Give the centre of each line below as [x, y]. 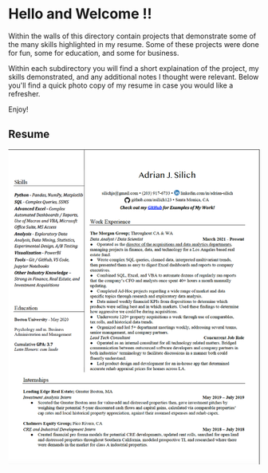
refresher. [24, 93]
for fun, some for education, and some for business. [94, 53]
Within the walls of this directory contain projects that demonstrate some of [132, 36]
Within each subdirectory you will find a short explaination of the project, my [134, 68]
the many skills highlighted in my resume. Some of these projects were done [134, 44]
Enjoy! [19, 109]
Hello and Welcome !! [80, 14]
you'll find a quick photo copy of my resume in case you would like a [121, 85]
